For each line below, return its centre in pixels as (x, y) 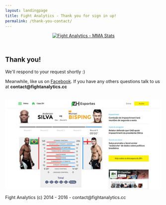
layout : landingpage (27, 10)
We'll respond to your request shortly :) (45, 72)
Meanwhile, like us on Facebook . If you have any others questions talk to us (83, 81)
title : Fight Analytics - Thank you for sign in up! (61, 16)
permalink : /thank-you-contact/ (39, 21)
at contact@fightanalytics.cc (36, 87)
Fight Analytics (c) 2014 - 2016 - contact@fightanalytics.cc (66, 197)
